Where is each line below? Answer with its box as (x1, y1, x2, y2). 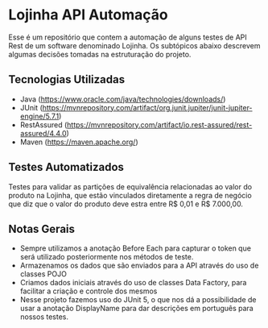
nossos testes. (19, 312, 68, 322)
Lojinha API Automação (8, 6, 168, 24)
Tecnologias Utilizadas (8, 73, 126, 86)
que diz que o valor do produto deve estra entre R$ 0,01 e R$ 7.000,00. (8, 199, 244, 209)
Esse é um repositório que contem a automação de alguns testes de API (8, 32, 247, 42)
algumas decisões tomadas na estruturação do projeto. (8, 49, 192, 59)
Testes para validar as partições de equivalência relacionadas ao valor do (8, 181, 252, 191)
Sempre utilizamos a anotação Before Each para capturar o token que (19, 243, 252, 253)
